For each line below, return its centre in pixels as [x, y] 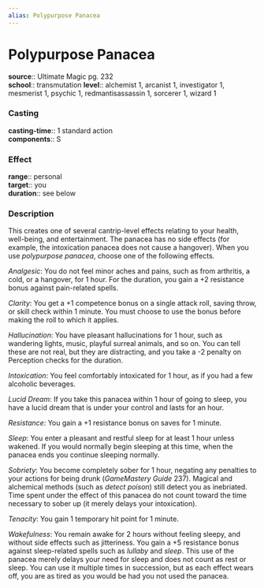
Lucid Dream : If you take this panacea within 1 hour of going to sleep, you [128, 400]
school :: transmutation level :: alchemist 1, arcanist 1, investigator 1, [116, 84]
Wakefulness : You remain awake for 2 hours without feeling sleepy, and [125, 534]
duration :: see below [42, 193]
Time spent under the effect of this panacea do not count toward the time [127, 495]
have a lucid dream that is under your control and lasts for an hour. [116, 408]
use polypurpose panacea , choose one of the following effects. [112, 256]
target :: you [28, 185]
